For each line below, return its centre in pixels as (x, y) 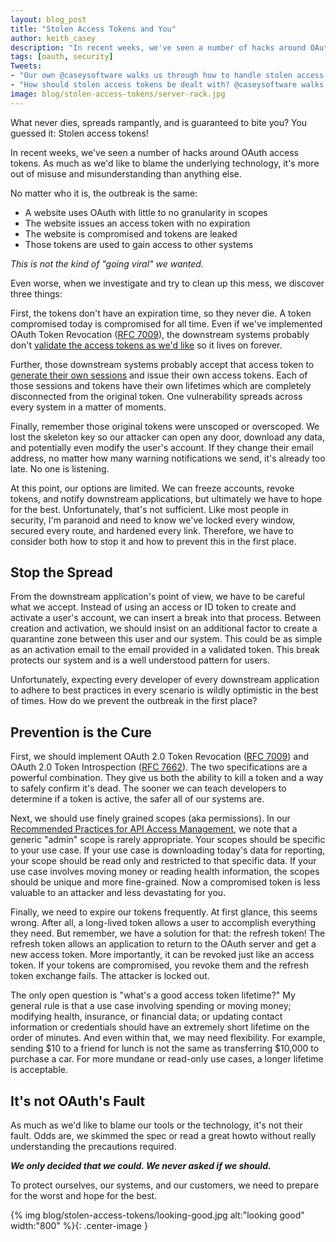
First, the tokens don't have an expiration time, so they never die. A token (161, 313)
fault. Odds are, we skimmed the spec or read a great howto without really (163, 1136)
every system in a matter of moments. (88, 407)
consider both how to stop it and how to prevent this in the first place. (153, 541)
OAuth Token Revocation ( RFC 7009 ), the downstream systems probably (160, 334)
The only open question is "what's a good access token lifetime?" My (153, 995)
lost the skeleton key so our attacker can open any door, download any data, (167, 437)
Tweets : (26, 66)
